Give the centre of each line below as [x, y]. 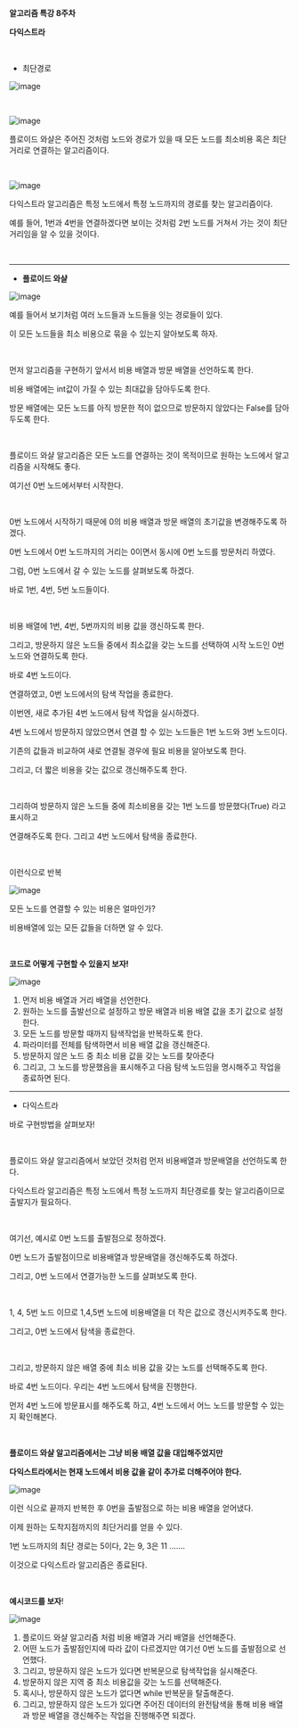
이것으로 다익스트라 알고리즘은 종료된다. [78, 1565]
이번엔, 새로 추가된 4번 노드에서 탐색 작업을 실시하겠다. [104, 713]
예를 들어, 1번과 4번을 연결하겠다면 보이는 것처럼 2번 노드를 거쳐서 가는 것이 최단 [148, 223]
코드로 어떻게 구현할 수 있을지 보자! [69, 964]
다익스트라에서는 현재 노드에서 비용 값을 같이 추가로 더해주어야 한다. [125, 1472]
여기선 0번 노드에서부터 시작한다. [66, 485]
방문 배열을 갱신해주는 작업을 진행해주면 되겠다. [113, 1715]
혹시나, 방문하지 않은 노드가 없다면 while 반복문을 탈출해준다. [128, 1693]
